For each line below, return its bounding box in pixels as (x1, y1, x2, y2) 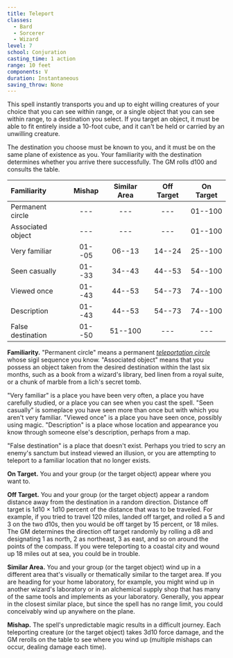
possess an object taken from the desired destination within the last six (7, 363, 210, 371)
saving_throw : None (7, 81, 64, 88)
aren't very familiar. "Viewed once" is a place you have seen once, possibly (7, 414, 223, 422)
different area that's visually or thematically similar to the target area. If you (7, 571, 222, 579)
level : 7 (7, 42, 33, 49)
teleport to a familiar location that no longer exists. (7, 456, 151, 465)
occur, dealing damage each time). (7, 643, 107, 651)
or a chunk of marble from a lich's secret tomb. (7, 378, 142, 386)
